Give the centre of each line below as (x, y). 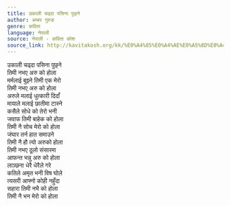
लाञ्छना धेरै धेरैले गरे (29, 165)
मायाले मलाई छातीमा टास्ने (35, 103)
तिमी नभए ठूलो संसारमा (32, 150)
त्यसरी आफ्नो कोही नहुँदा (33, 181)
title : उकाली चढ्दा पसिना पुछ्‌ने (44, 13)
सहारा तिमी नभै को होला (33, 188)
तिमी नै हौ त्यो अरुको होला (35, 142)
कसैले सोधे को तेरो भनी (32, 111)
